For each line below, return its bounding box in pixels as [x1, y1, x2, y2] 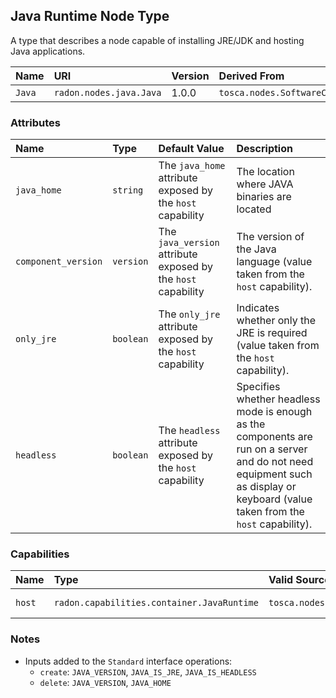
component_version [15, 256, 103, 268]
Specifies [236, 380, 281, 394]
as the [236, 417, 266, 431]
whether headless [236, 392, 321, 406]
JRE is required [236, 326, 308, 340]
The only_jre [158, 307, 221, 321]
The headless [158, 424, 221, 438]
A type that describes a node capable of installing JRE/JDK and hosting [10, 34, 305, 46]
